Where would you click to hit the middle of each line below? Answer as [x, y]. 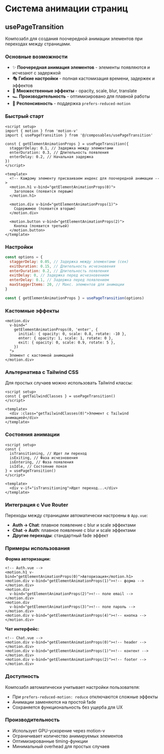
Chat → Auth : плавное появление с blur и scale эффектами [74, 530]
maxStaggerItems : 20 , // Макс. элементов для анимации [67, 285]
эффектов [22, 86]
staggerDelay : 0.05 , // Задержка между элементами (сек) [69, 262]
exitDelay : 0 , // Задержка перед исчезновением [59, 275]
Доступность [22, 677]
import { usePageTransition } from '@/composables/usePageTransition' [79, 135]
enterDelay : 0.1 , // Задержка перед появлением [59, 280]
